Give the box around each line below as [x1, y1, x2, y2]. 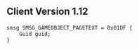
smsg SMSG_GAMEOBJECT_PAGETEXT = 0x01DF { [6, 24, 133, 31]
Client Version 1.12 [6, 6, 88, 18]
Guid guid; [19, 30, 51, 37]
